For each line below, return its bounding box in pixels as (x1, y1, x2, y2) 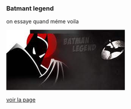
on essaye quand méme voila (6, 18, 79, 25)
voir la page (6, 96, 36, 104)
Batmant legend (6, 4, 54, 13)
